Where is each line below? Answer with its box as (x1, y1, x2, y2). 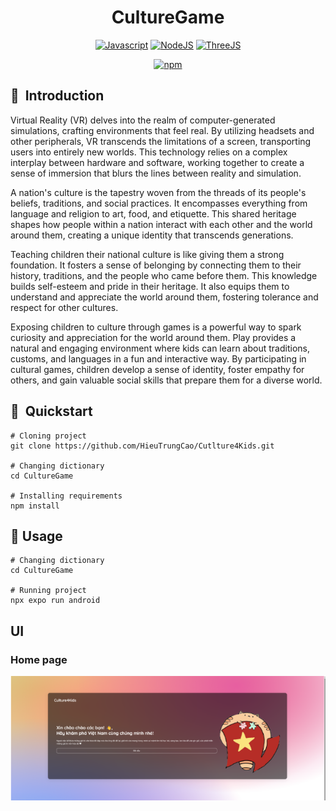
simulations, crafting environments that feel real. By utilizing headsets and (10, 124, 315, 136)
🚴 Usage (10, 527, 63, 545)
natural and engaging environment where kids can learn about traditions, (10, 342, 310, 354)
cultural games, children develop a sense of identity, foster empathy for (10, 363, 305, 375)
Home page (10, 652, 68, 666)
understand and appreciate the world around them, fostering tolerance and (10, 291, 319, 303)
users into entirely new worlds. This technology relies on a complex (10, 146, 288, 158)
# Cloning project (10, 431, 87, 441)
